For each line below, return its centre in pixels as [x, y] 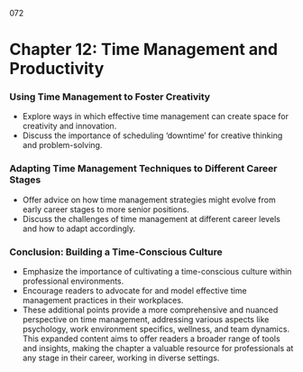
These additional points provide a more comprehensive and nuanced [150, 310]
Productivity [57, 69]
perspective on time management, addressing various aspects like [146, 320]
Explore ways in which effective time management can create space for [155, 116]
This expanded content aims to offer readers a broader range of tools [151, 339]
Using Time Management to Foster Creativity [110, 97]
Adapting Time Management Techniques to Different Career [143, 169]
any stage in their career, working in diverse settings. [121, 358]
